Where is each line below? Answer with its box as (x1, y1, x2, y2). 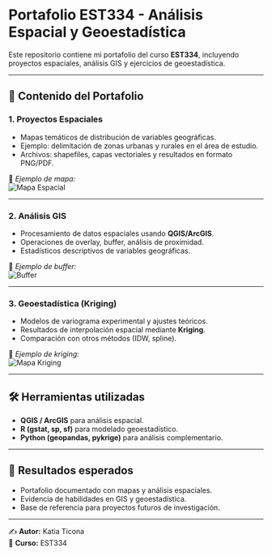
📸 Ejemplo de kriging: (8, 349, 79, 359)
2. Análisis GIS (8, 210, 67, 221)
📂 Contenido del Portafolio (8, 89, 144, 103)
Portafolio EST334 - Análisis (8, 6, 204, 24)
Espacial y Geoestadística (8, 23, 186, 41)
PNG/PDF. (19, 158, 54, 168)
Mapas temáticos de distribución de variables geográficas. (19, 132, 217, 142)
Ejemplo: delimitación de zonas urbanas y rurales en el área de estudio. (19, 140, 259, 151)
